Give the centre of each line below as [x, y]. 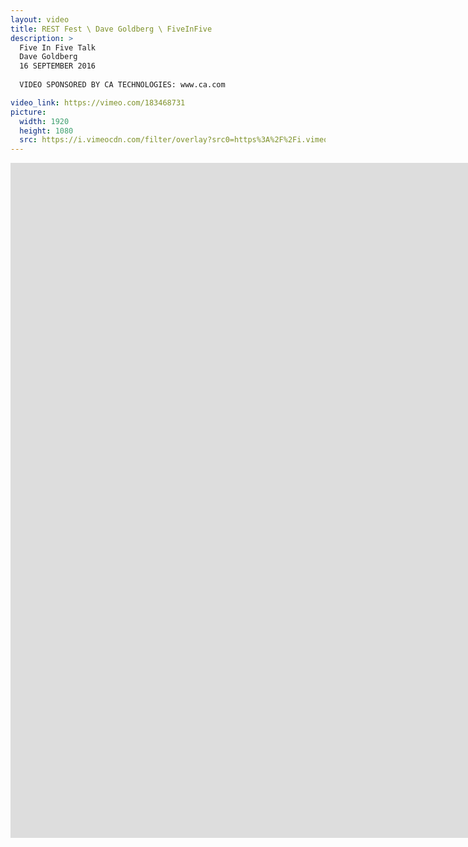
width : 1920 [44, 121]
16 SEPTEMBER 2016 [58, 66]
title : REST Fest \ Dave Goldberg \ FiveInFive [111, 29]
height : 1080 [46, 131]
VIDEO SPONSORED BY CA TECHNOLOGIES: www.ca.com [122, 85]
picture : [28, 112]
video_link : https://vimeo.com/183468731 [98, 102]
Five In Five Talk [58, 47]
